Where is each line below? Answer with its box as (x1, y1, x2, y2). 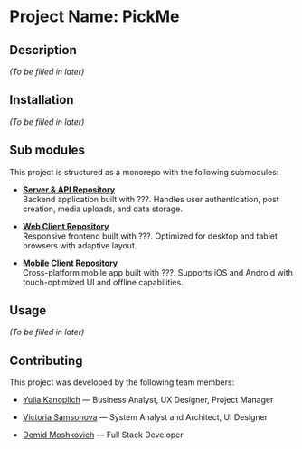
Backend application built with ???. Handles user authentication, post (22, 193, 279, 204)
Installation (9, 92, 74, 108)
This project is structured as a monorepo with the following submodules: (9, 166, 279, 177)
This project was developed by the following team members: (9, 377, 235, 388)
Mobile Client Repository (22, 257, 118, 268)
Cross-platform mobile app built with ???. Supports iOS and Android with (22, 267, 294, 277)
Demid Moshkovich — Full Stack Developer (22, 429, 184, 440)
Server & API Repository (22, 183, 116, 195)
